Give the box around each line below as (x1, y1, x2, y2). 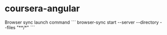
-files (5, 24, 16, 30)
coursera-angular (5, 3, 80, 14)
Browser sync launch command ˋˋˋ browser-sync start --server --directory (5, 19, 159, 25)
